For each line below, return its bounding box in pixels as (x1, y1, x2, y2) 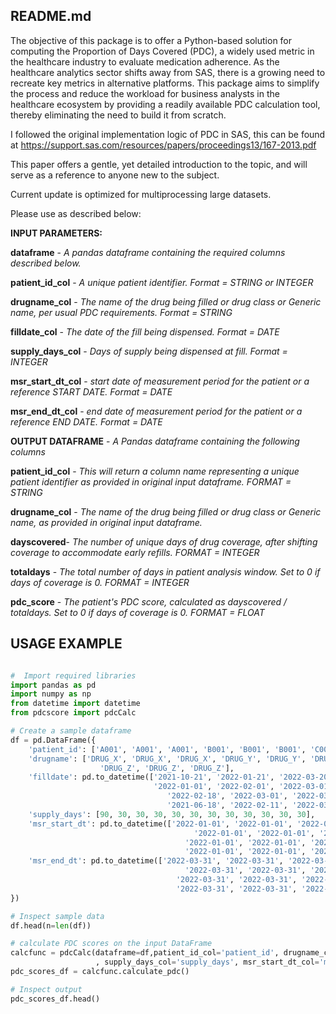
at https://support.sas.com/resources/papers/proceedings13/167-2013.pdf (10, 139, 317, 151)
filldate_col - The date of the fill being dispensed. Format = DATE (10, 325, 280, 338)
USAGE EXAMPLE (10, 635, 123, 653)
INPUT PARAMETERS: (10, 227, 103, 239)
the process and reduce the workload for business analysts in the (10, 87, 280, 99)
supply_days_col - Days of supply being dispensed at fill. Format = (10, 345, 288, 357)
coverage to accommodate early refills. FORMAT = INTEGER (10, 546, 260, 558)
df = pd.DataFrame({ (10, 735, 97, 745)
